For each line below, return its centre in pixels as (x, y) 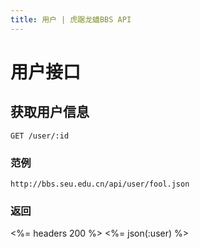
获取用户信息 (50, 112)
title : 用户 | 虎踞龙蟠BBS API (71, 19)
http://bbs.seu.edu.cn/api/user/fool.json (100, 184)
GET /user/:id (40, 136)
